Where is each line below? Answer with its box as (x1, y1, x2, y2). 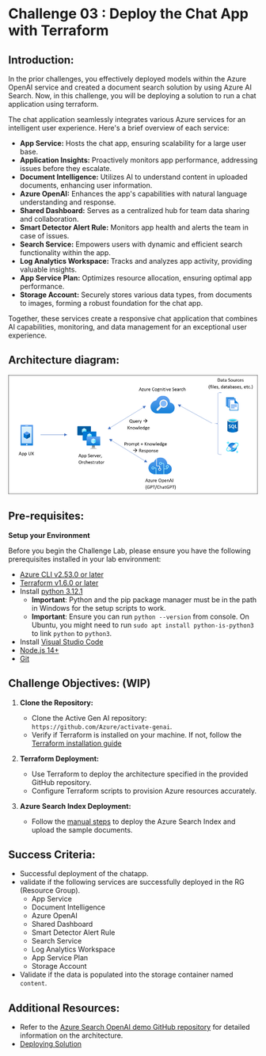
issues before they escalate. (19, 164, 112, 173)
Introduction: (8, 53, 74, 67)
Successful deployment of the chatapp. (19, 869, 149, 879)
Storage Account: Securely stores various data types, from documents (19, 290, 253, 299)
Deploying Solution (19, 1039, 82, 1049)
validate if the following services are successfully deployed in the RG (19, 877, 245, 887)
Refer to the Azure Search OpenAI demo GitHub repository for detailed (19, 1023, 251, 1032)
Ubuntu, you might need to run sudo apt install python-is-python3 (31, 619, 255, 630)
